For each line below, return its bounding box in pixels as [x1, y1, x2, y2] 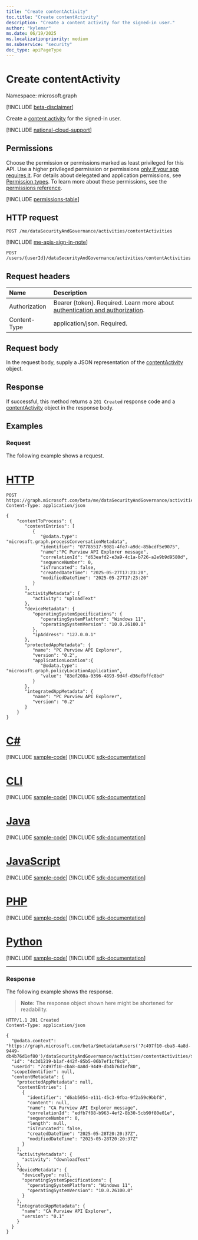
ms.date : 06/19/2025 [6, 31, 57, 37]
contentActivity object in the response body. [6, 404, 114, 411]
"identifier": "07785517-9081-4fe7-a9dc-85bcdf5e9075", [40, 544, 181, 550]
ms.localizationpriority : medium [6, 36, 88, 42]
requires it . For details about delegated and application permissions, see [6, 172, 181, 179]
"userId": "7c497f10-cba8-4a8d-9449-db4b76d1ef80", [11, 1064, 141, 1070]
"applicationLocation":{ [32, 657, 94, 664]
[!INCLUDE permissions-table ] [6, 195, 80, 202]
